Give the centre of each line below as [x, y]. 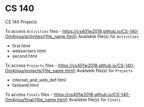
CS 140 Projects [21, 22]
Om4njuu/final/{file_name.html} [36, 99]
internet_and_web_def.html [39, 80]
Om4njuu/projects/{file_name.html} [40, 70]
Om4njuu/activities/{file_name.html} [41, 36]
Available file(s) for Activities [108, 36]
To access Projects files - [31, 65]
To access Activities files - [33, 31]
